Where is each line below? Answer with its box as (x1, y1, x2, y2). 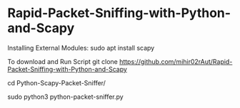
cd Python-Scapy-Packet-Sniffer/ (7, 78, 106, 87)
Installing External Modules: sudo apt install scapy (7, 43, 155, 52)
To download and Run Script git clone (7, 57, 118, 65)
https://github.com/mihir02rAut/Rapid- (119, 57, 233, 65)
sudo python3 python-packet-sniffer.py (7, 92, 124, 101)
